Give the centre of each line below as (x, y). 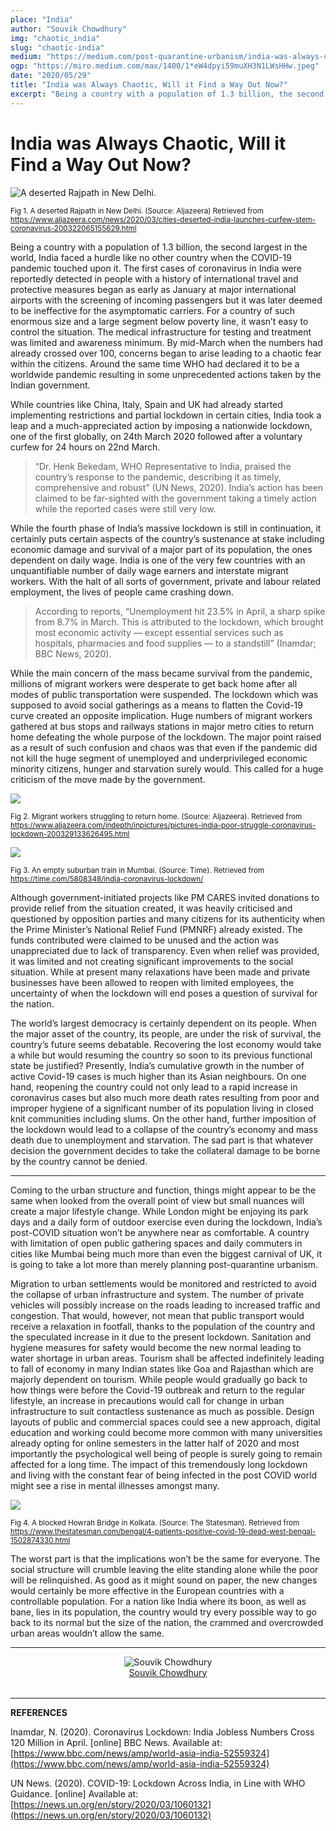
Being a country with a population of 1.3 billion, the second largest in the (159, 247)
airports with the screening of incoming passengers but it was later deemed (166, 300)
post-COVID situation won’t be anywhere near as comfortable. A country (160, 1232)
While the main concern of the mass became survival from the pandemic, (161, 673)
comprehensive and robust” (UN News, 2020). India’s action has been (179, 487)
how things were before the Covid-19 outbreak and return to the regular (158, 1390)
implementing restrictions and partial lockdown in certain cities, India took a (166, 415)
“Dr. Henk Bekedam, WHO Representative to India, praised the (163, 466)
